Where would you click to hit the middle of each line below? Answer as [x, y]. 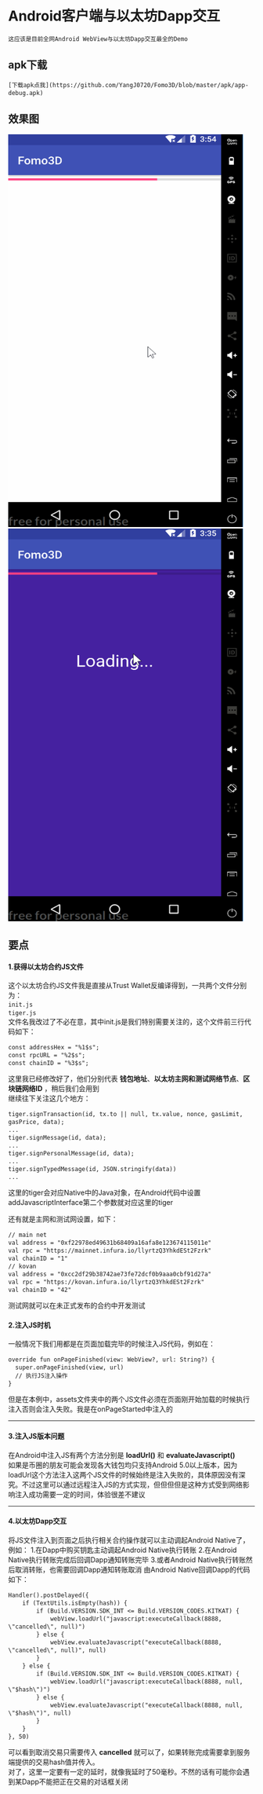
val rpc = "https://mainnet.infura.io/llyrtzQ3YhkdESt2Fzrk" [110, 1251]
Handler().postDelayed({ [49, 1595]
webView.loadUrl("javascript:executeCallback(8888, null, [146, 1682]
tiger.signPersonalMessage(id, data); [71, 1154]
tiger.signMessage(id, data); [58, 1138]
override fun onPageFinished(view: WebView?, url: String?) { [112, 1360]
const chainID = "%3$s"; [49, 1064]
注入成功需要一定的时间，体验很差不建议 [80, 1494]
